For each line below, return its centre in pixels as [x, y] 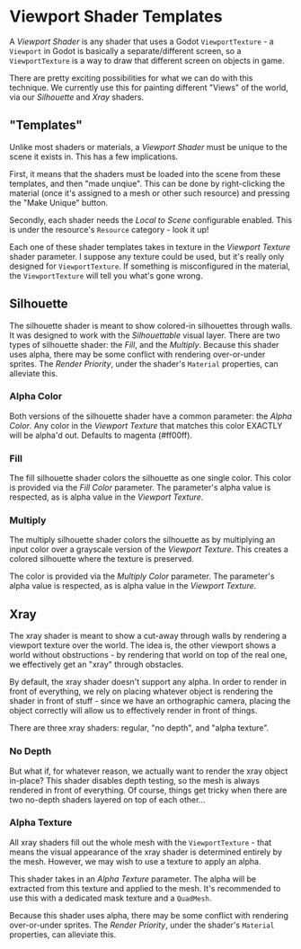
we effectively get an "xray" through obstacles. [97, 665]
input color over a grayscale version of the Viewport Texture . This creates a [149, 549]
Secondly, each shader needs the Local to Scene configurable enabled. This [151, 220]
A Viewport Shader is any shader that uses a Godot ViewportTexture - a [142, 41]
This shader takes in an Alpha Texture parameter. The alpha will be [133, 879]
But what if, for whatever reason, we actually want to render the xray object [149, 771]
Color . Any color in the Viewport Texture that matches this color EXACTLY [146, 425]
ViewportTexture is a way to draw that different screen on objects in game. [147, 60]
